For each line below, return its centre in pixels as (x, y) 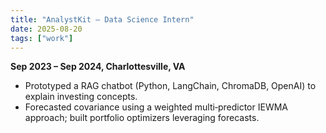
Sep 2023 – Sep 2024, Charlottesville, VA (98, 67)
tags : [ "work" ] (42, 38)
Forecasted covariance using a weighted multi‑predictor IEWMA (156, 107)
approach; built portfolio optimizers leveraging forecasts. (142, 118)
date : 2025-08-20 (46, 29)
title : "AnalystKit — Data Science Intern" (102, 19)
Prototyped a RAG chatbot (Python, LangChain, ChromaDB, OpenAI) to (170, 86)
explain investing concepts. (81, 97)
